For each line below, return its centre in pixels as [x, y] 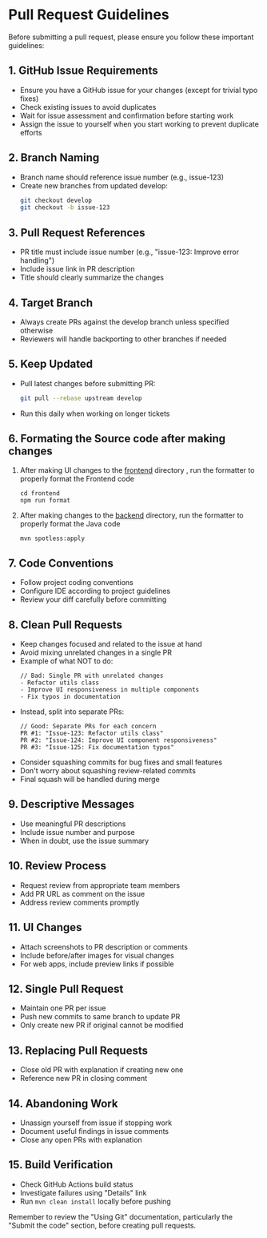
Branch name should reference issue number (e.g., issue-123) [122, 177]
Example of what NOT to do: [66, 661]
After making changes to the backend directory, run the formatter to [132, 515]
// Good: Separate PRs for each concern [88, 727]
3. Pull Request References [77, 233]
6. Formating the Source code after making [117, 439]
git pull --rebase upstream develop [81, 398]
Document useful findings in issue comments [94, 1131]
